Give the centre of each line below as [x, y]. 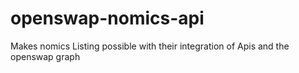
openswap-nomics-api [107, 18]
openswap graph [45, 56]
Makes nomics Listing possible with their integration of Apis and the [150, 46]
